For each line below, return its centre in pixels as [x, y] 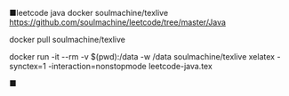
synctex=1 [28, 66]
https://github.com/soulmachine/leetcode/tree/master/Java [118, 22]
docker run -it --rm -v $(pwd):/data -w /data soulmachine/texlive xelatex [142, 56]
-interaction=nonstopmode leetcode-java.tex [130, 66]
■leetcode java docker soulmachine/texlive [89, 13]
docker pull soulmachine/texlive [68, 40]
